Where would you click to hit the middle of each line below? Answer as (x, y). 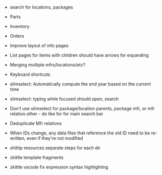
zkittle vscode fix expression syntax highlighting (59, 167)
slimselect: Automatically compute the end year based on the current (80, 84)
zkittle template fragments (36, 157)
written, (18, 138)
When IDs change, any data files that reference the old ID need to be (80, 133)
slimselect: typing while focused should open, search (64, 99)
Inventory (20, 26)
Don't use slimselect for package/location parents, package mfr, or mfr (82, 108)
